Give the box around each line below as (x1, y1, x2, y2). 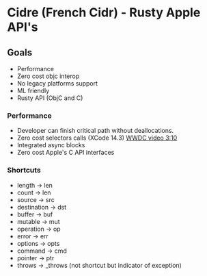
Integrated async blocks (16, 141, 85, 149)
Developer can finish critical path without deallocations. (16, 127, 174, 135)
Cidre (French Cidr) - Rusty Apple (7, 5, 201, 21)
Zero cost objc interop (16, 72, 80, 80)
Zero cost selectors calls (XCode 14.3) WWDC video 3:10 (16, 134, 178, 142)
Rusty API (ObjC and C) (16, 94, 83, 102)
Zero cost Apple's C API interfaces (16, 149, 115, 157)
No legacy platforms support (16, 79, 98, 87)
